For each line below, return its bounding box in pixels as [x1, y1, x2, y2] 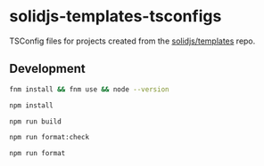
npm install [9, 100, 54, 110]
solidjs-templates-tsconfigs [9, 6, 222, 27]
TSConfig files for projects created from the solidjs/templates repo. [9, 36, 256, 46]
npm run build [9, 117, 62, 126]
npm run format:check [9, 133, 90, 142]
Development [9, 61, 87, 76]
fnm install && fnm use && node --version [9, 84, 169, 94]
